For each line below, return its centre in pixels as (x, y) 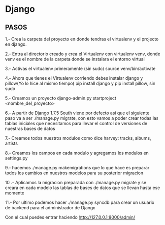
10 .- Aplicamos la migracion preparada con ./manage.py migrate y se (76, 182)
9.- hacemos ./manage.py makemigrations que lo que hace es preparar (77, 168)
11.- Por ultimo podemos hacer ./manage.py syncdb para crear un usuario (80, 202)
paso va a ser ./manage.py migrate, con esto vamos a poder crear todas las (82, 118)
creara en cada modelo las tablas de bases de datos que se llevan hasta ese (82, 188)
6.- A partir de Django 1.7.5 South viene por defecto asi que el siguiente (77, 113)
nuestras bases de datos (30, 129)
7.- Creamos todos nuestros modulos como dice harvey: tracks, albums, (78, 138)
